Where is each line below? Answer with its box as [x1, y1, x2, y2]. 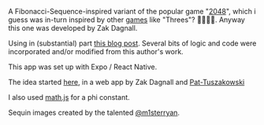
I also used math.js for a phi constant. [8, 93, 130, 101]
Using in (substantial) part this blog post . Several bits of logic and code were [8, 39, 257, 48]
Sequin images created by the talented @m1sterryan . [8, 108, 180, 117]
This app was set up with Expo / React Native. [8, 62, 158, 72]
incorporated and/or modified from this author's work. [8, 47, 184, 56]
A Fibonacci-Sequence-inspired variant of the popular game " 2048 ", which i [8, 7, 256, 16]
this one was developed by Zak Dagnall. [8, 24, 138, 32]
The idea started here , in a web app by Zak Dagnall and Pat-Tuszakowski [8, 78, 245, 86]
